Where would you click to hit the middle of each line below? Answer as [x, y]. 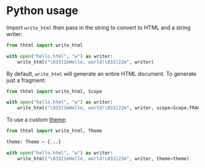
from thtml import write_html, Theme [54, 131]
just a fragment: [26, 80]
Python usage [42, 11]
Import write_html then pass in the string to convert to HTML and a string [99, 27]
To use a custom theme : [37, 120]
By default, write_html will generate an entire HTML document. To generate [102, 73]
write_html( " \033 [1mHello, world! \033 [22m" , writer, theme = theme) [103, 159]
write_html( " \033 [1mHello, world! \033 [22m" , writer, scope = [95, 108]
